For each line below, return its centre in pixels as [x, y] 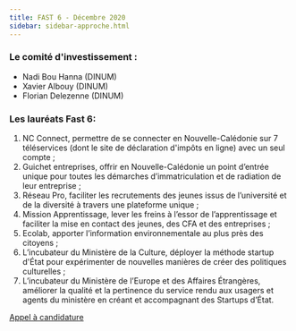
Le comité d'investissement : [73, 57]
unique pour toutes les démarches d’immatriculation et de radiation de [152, 176]
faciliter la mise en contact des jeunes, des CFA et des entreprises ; [146, 224]
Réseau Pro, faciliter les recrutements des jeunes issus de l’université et [155, 195]
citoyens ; [40, 243]
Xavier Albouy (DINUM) [65, 86]
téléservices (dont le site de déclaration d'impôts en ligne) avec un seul [153, 148]
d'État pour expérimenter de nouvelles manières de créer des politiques [154, 262]
